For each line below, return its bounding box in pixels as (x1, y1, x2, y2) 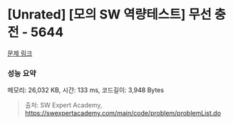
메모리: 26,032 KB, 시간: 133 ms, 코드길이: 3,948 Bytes (7, 86, 165, 94)
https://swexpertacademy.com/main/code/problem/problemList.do (24, 109, 222, 118)
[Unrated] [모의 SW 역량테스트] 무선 (7, 6, 212, 23)
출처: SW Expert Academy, (24, 101, 103, 110)
